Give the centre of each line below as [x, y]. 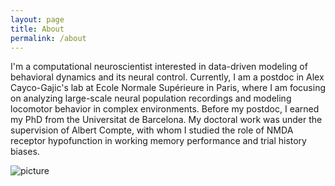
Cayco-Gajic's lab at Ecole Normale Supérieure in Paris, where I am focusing [168, 88]
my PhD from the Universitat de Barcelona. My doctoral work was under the [166, 120]
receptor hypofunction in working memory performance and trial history [158, 141]
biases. [25, 152]
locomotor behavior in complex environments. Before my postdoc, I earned [165, 109]
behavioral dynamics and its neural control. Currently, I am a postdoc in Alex [167, 77]
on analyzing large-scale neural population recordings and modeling [151, 98]
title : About [37, 29]
